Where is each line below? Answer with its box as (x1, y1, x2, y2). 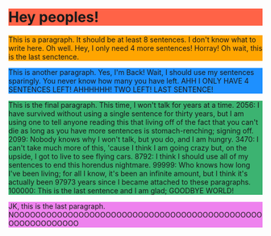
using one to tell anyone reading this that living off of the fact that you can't (8, 117, 259, 126)
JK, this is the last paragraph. (8, 201, 106, 211)
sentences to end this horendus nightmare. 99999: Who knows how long (8, 159, 251, 169)
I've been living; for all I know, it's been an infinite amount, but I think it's (8, 168, 248, 178)
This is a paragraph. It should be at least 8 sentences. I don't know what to (8, 35, 256, 44)
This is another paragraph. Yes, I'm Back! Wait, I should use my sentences (8, 67, 255, 77)
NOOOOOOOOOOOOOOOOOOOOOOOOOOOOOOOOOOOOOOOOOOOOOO (8, 209, 262, 219)
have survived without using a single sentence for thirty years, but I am (8, 109, 244, 118)
